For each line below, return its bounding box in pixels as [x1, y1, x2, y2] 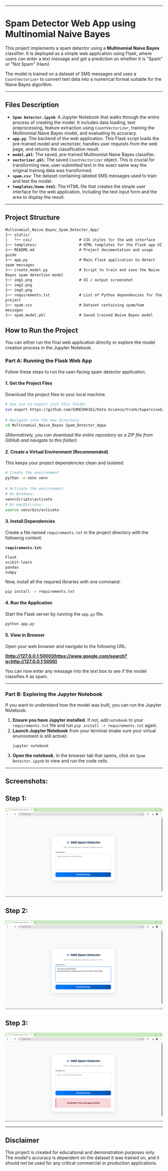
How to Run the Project [5, 326, 78, 334]
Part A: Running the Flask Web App [5, 357, 92, 364]
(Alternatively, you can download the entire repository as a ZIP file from [5, 432, 153, 438]
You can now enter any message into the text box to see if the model [5, 668, 146, 674]
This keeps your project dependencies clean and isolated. [5, 460, 124, 466]
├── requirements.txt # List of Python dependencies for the [5, 292, 162, 298]
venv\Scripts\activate [5, 496, 52, 502]
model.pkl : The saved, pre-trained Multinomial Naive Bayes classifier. [12, 151, 155, 157]
